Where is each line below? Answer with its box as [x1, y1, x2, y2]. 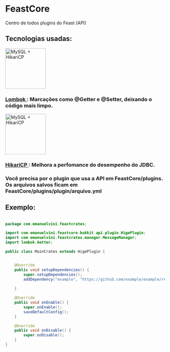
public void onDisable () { [14, 328, 71, 333]
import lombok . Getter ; [5, 240, 53, 245]
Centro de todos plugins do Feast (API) [5, 20, 87, 26]
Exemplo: [5, 203, 36, 212]
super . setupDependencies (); [23, 272, 82, 277]
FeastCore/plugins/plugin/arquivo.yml [5, 187, 102, 194]
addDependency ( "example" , [23, 277, 78, 282]
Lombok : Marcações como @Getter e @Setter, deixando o [5, 96, 152, 103]
